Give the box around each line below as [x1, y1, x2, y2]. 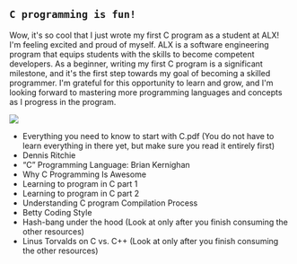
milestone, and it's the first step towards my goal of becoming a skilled [9, 67, 271, 78]
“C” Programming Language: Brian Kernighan [22, 159, 190, 170]
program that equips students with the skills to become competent [9, 48, 255, 59]
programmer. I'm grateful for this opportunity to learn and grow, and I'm [9, 77, 274, 88]
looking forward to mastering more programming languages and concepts [9, 86, 283, 98]
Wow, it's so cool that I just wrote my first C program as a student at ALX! [9, 30, 280, 40]
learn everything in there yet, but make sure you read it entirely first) [22, 140, 275, 151]
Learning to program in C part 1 [22, 178, 138, 189]
